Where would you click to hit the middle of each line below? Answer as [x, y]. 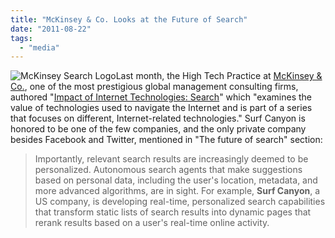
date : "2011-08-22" [51, 29]
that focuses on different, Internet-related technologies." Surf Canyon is [158, 118]
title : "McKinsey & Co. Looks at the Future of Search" [129, 19]
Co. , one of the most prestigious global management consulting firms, [154, 87]
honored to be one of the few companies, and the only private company [158, 129]
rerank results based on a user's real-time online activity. [152, 223]
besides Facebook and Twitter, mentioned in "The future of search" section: [166, 140]
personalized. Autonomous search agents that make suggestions [168, 170]
